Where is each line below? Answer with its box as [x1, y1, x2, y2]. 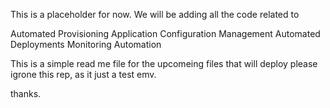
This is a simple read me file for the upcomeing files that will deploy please [10, 58, 318, 69]
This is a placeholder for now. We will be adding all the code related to [10, 9, 300, 20]
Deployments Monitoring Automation [10, 39, 162, 50]
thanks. [10, 88, 42, 99]
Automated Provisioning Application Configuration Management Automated [10, 28, 321, 39]
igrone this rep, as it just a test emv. [10, 69, 157, 80]
